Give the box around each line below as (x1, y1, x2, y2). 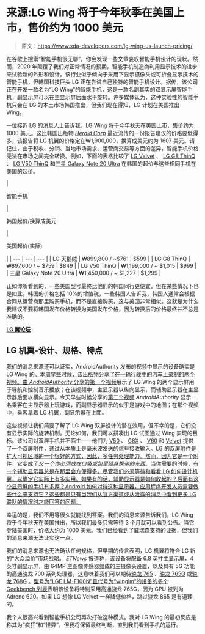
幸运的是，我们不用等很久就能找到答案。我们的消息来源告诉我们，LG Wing (6, 511, 193, 518)
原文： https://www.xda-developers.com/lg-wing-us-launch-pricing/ (21, 42, 193, 50)
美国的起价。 (6, 168, 38, 175)
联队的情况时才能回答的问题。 (6, 498, 81, 505)
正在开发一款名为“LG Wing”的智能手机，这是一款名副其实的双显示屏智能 (6, 86, 188, 93)
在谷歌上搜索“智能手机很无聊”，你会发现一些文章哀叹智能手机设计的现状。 (6, 55, 193, 62)
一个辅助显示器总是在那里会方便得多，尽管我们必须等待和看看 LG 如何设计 (6, 467, 193, 474)
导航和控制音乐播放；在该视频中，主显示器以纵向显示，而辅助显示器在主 (11, 386, 193, 393)
